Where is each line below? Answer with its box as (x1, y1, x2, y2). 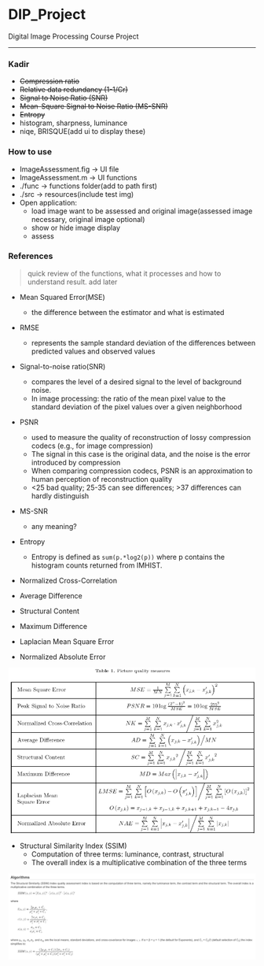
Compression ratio (19, 76, 80, 86)
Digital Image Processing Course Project (8, 31, 139, 41)
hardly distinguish (31, 490, 90, 501)
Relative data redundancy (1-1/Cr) (19, 85, 128, 94)
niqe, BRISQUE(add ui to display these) (19, 127, 146, 136)
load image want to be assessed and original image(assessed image (31, 206, 253, 216)
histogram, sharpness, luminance (19, 118, 128, 128)
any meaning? (31, 521, 77, 531)
